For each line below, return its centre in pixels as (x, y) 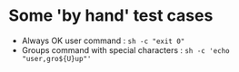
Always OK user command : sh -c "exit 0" (103, 40)
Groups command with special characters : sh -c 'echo (125, 49)
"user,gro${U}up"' (56, 58)
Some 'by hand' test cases (111, 16)
